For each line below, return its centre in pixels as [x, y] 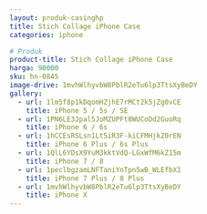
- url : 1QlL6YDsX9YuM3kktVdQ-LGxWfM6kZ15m [99, 153]
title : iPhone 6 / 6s [67, 127]
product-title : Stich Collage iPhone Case [91, 60]
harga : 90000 [34, 68]
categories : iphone [47, 35]
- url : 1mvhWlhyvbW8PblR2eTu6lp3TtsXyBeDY [99, 187]
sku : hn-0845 [34, 77]
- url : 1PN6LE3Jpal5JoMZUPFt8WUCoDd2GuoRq [99, 119]
